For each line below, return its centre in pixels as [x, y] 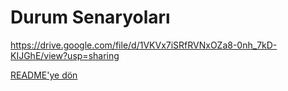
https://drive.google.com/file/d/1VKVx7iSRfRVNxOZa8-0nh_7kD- [144, 45]
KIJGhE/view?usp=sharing [65, 55]
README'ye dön [44, 75]
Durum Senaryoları [90, 17]
